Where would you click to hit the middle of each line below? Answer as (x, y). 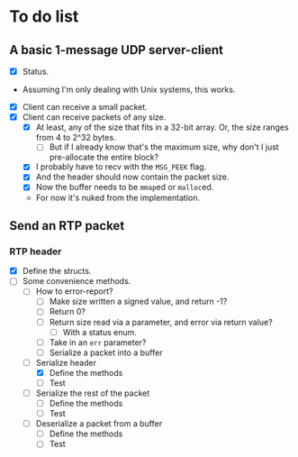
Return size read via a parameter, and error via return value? (161, 322)
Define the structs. (57, 271)
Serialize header (66, 362)
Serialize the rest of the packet (93, 393)
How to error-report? (74, 291)
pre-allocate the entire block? (104, 157)
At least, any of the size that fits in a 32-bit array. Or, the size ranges (163, 127)
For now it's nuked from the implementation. (118, 197)
